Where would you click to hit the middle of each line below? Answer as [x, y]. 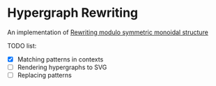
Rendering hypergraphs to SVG [62, 67]
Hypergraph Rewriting [73, 13]
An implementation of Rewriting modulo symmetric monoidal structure [108, 32]
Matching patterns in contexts [60, 59]
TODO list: [22, 45]
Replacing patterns [44, 76]
